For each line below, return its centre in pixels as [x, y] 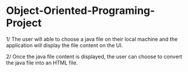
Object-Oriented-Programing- [81, 11]
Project [24, 23]
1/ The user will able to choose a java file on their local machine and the [92, 39]
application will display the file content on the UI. [65, 45]
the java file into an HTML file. [42, 63]
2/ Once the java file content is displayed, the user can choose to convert [94, 56]
